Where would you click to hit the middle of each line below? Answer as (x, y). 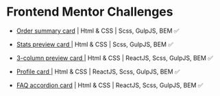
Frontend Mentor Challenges (90, 12)
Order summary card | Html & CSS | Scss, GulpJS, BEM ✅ (98, 31)
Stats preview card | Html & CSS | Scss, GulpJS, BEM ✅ (95, 44)
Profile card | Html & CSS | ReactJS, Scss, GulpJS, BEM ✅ (98, 71)
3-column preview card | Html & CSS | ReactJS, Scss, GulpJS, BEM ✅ (114, 58)
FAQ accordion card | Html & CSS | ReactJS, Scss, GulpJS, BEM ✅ (110, 85)
